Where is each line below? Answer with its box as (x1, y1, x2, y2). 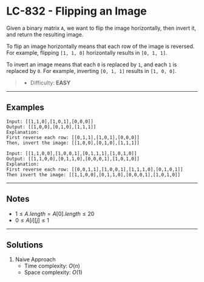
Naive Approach (15, 256, 56, 263)
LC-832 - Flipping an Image (6, 4, 147, 18)
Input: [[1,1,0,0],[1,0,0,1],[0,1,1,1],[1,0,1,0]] (6, 150, 137, 156)
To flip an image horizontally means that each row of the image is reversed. (6, 43, 195, 50)
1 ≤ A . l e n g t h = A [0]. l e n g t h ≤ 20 (15, 210, 95, 217)
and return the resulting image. (6, 30, 84, 38)
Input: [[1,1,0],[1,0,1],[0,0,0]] (6, 119, 94, 125)
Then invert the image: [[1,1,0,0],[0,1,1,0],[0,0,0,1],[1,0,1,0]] (6, 171, 181, 177)
